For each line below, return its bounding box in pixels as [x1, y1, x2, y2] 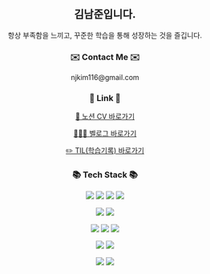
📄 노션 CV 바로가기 [75, 111, 135, 122]
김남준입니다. [74, 7, 136, 22]
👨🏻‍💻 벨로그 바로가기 [73, 129, 137, 139]
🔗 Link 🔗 [89, 93, 121, 104]
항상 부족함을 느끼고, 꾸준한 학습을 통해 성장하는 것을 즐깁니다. [7, 30, 203, 40]
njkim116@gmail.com [70, 73, 140, 83]
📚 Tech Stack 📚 [71, 169, 139, 180]
